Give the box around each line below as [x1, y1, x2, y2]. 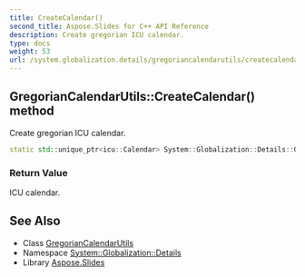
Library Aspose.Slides [22, 256, 105, 268]
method [9, 104, 54, 119]
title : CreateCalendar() [9, 13, 103, 23]
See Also [9, 213, 61, 229]
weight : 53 [9, 47, 51, 56]
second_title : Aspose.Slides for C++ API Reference [9, 22, 209, 31]
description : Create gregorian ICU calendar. [9, 30, 184, 39]
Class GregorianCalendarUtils [22, 237, 134, 248]
